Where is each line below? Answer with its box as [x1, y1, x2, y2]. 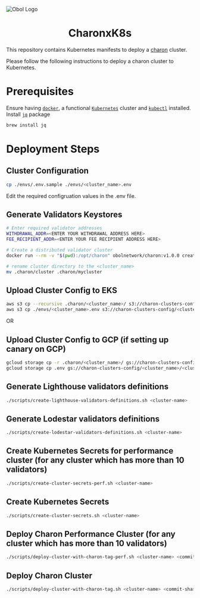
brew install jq [6, 122, 46, 128]
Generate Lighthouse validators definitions [6, 382, 169, 392]
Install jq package [6, 111, 51, 118]
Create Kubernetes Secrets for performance [6, 446, 174, 456]
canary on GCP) [6, 344, 67, 354]
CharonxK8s [68, 27, 132, 40]
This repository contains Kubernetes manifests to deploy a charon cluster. [6, 46, 187, 53]
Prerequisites [6, 85, 74, 98]
